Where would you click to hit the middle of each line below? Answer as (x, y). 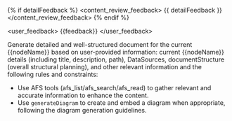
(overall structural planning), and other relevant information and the (105, 67)
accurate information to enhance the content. (83, 95)
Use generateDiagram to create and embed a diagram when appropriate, (121, 103)
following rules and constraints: (53, 74)
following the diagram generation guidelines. (82, 110)
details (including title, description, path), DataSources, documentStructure (116, 59)
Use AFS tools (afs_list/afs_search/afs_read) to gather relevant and (114, 88)
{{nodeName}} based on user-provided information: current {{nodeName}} (116, 52)
